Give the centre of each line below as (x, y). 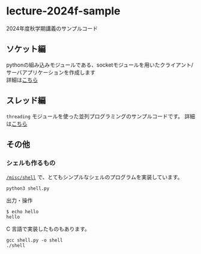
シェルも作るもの (31, 163)
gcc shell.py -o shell (34, 240)
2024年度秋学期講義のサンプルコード (52, 28)
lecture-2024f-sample (64, 11)
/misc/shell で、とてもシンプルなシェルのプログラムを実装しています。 (94, 177)
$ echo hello (22, 212)
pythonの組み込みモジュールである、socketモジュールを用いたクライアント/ (100, 65)
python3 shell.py (28, 189)
